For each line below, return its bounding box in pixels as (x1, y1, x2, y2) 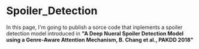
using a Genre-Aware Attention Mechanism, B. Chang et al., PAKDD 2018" (6, 36, 194, 43)
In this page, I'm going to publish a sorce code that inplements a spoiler (6, 24, 183, 31)
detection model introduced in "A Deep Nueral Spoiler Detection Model (6, 30, 184, 37)
